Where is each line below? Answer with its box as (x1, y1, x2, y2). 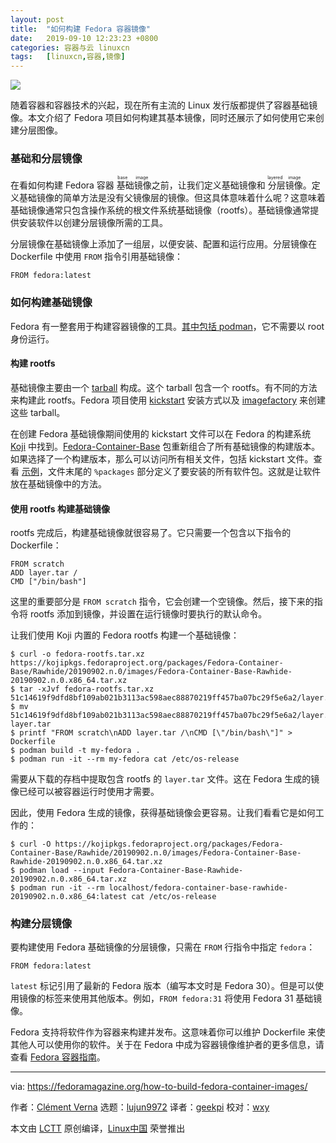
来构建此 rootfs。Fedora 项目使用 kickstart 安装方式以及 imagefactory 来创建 (10, 394, 326, 406)
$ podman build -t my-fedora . (10, 746, 141, 756)
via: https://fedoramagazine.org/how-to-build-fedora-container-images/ (10, 1081, 308, 1093)
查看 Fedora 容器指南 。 (10, 1051, 106, 1063)
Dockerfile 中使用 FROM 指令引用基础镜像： (10, 251, 184, 263)
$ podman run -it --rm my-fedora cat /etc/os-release (10, 754, 240, 765)
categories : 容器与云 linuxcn (10, 42, 130, 53)
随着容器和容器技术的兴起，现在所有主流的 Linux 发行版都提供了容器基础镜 (10, 99, 318, 111)
